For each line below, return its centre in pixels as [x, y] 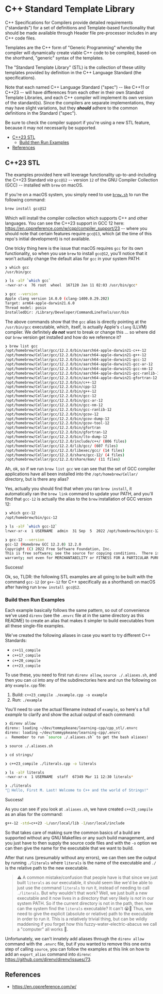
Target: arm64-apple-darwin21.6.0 [40, 303]
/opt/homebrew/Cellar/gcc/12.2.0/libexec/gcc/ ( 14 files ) [65, 450]
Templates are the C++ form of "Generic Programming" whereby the [73, 47]
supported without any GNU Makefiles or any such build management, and [80, 837]
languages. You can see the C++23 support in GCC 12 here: [65, 223]
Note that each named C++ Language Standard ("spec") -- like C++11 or [77, 87]
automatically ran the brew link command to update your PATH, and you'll [79, 494]
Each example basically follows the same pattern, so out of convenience [77, 610]
